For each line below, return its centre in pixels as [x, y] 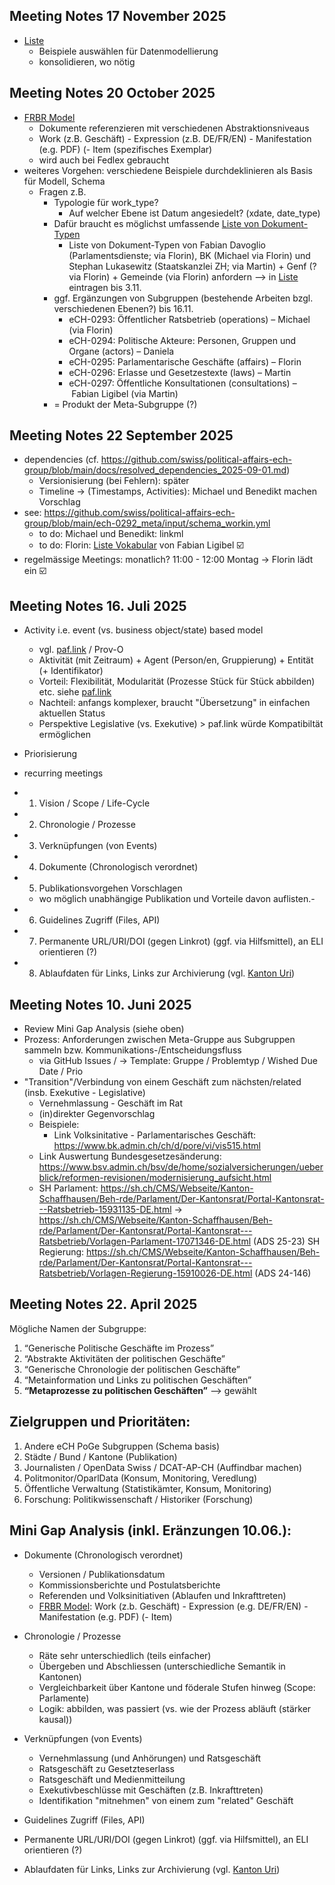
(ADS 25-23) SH [287, 1241]
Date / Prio [61, 1071]
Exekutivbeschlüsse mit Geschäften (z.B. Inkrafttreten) [151, 1790]
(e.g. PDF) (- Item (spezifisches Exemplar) [125, 149]
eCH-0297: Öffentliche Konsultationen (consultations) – [182, 383]
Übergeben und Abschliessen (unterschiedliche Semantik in [162, 1666]
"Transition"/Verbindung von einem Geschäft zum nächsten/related [162, 1082]
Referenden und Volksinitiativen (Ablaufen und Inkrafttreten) [162, 1595]
